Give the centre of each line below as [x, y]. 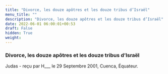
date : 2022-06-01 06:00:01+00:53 [40, 24]
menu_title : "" [21, 14]
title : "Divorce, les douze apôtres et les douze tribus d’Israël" [78, 10]
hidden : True [19, 33]
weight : [13, 38]
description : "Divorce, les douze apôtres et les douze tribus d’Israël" [85, 19]
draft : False [19, 28]
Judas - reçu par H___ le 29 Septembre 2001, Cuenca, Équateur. [72, 66]
